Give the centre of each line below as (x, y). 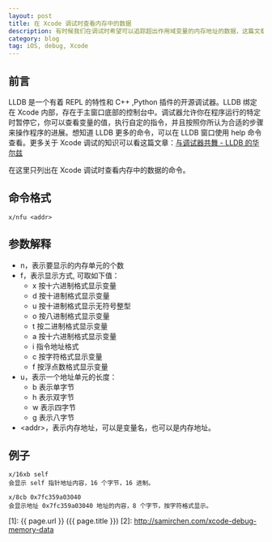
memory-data (31, 530)
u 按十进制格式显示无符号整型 (81, 306)
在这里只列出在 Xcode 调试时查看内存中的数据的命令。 (99, 170)
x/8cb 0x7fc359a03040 (45, 497)
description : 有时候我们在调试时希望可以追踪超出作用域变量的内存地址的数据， (125, 31)
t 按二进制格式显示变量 (70, 326)
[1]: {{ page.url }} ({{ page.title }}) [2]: (70, 521)
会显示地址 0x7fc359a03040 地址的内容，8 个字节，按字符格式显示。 (110, 506)
